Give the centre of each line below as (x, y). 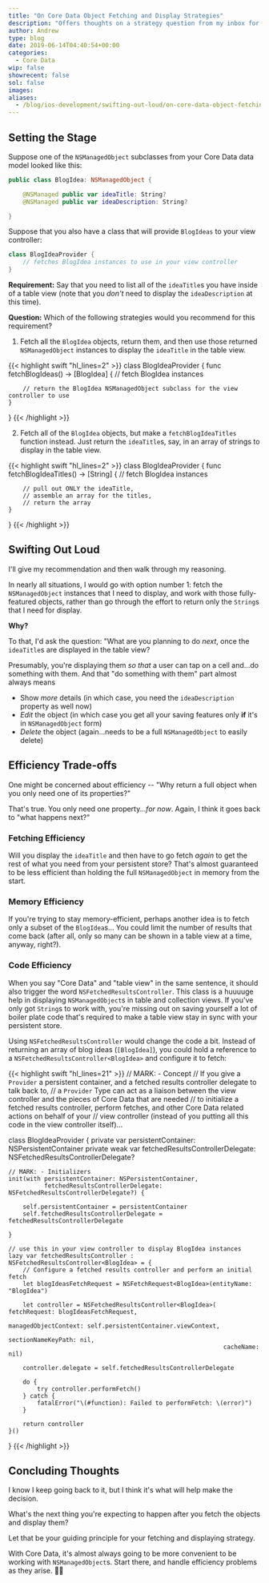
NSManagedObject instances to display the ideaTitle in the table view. (133, 350)
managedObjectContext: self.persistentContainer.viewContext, (114, 1326)
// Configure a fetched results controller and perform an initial (137, 1270)
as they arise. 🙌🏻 (36, 1571)
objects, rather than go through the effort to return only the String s (149, 601)
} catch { (39, 1396)
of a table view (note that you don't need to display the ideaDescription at (130, 294)
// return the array (57, 503)
